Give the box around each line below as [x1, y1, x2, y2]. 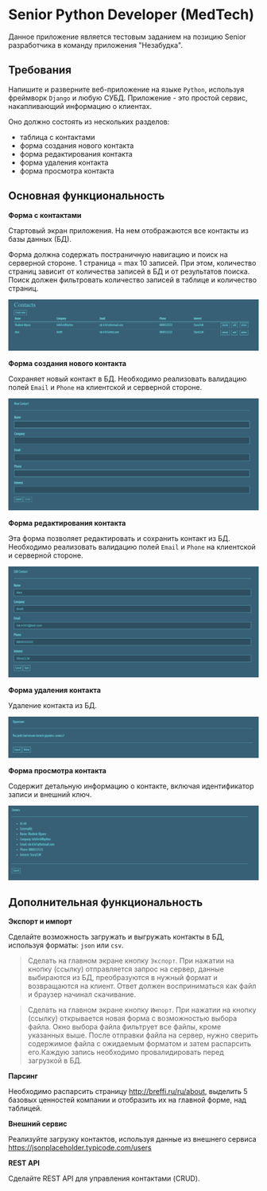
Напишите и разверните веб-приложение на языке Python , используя [8, 84, 245, 94]
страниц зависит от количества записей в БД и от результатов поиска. [8, 267, 250, 276]
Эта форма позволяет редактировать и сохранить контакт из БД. [8, 534, 230, 543]
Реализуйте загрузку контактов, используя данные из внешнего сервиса [8, 1135, 257, 1144]
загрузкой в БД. [27, 1056, 82, 1065]
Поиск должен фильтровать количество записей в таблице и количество [8, 274, 257, 284]
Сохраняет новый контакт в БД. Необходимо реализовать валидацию [8, 374, 247, 383]
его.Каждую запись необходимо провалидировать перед [27, 1048, 224, 1057]
